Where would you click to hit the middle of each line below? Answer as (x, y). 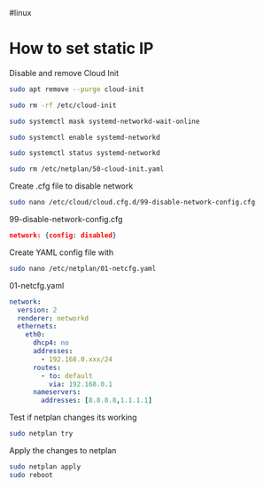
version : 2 (37, 310)
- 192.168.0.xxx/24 (77, 359)
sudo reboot (31, 475)
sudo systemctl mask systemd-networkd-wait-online (105, 121)
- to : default (67, 375)
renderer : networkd (53, 318)
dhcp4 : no (50, 343)
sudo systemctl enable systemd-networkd (85, 137)
